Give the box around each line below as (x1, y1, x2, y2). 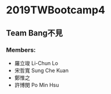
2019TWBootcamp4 (6, 3, 106, 17)
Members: (6, 46, 36, 54)
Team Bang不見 (6, 28, 63, 38)
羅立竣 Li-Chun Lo (14, 59, 58, 67)
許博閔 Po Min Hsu (14, 81, 59, 88)
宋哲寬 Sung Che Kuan (14, 67, 69, 74)
